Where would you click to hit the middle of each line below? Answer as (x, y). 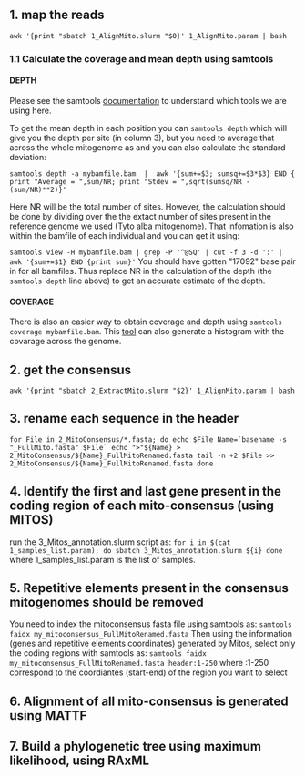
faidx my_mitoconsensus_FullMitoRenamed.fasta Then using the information (151, 634)
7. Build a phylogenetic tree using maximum (136, 746)
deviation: (28, 157)
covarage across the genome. (66, 342)
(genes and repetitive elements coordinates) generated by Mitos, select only (152, 644)
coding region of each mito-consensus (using (142, 506)
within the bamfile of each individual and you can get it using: (125, 235)
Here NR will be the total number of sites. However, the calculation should (147, 206)
